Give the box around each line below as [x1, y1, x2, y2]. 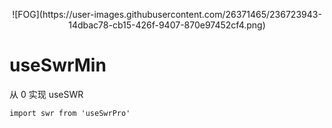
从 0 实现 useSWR [9, 88, 84, 100]
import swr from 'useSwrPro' [9, 108, 131, 118]
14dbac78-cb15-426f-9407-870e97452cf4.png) [68, 19, 266, 31]
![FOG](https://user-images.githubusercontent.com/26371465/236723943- [12, 9, 322, 20]
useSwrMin [9, 54, 107, 77]
